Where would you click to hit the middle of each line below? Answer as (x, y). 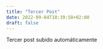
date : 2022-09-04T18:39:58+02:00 (48, 17)
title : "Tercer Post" (33, 12)
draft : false (22, 23)
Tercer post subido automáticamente (52, 40)
